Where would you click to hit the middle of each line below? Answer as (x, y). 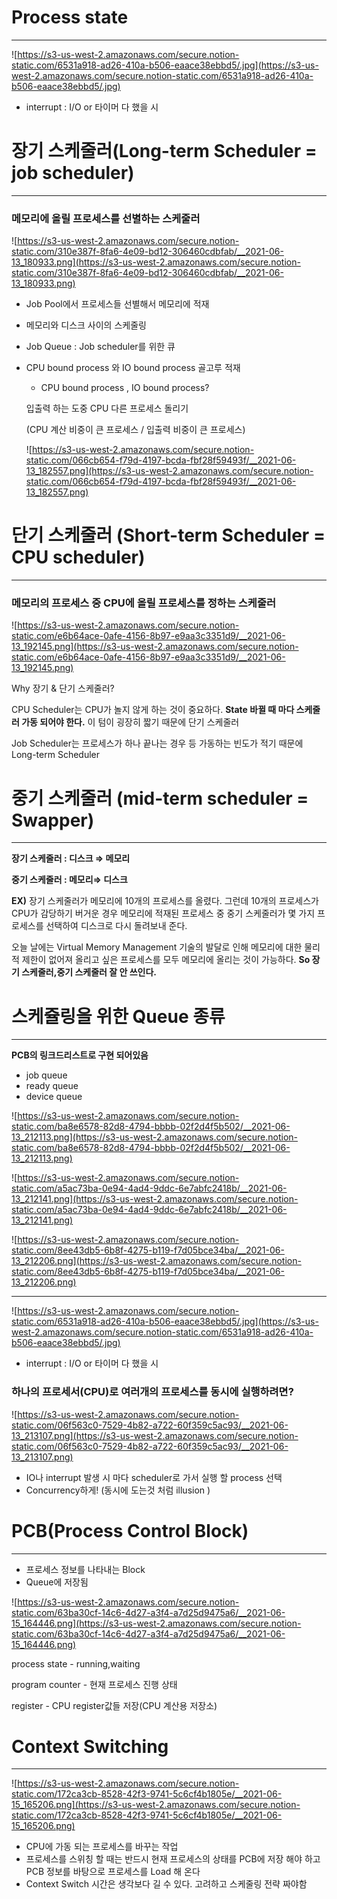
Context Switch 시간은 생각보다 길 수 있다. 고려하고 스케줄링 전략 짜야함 (166, 1884)
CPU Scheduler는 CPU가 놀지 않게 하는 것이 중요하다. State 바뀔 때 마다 (153, 710)
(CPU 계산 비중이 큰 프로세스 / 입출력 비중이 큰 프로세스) (135, 430)
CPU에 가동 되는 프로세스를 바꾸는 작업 (102, 1847)
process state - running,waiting (76, 1663)
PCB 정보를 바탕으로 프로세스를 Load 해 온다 (113, 1872)
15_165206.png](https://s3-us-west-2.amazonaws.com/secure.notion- (156, 1805)
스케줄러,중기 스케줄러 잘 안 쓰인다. (89, 972)
